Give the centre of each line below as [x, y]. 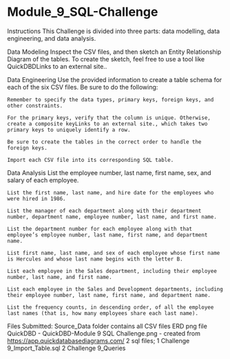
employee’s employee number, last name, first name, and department [107, 235]
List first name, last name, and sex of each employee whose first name [114, 253]
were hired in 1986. [37, 198]
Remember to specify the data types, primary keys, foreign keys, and [111, 100]
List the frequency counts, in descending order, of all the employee [111, 307]
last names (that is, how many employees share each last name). [103, 313]
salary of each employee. [43, 180]
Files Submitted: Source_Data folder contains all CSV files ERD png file [107, 326]
